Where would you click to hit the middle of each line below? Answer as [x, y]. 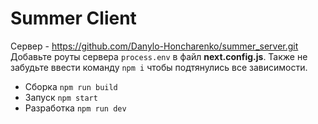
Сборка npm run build [71, 86]
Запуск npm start [61, 97]
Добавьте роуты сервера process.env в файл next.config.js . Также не [159, 56]
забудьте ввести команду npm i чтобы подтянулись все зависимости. [159, 67]
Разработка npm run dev [75, 108]
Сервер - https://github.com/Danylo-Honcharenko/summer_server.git [154, 46]
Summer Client [73, 18]
